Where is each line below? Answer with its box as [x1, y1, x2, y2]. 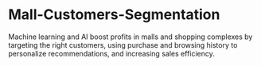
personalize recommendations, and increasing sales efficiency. [8, 49, 215, 58]
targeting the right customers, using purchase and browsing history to [8, 40, 238, 49]
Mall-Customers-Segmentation [8, 6, 220, 24]
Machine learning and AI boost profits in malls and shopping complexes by [8, 32, 253, 41]
